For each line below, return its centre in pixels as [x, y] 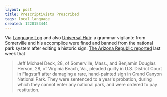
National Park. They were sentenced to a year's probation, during [84, 79]
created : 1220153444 [27, 24]
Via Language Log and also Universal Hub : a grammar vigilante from [75, 38]
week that [15, 54]
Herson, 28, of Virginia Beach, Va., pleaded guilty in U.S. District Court [89, 69]
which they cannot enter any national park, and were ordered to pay [87, 85]
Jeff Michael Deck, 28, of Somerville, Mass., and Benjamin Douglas [86, 63]
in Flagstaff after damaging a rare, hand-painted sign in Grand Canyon [89, 74]
